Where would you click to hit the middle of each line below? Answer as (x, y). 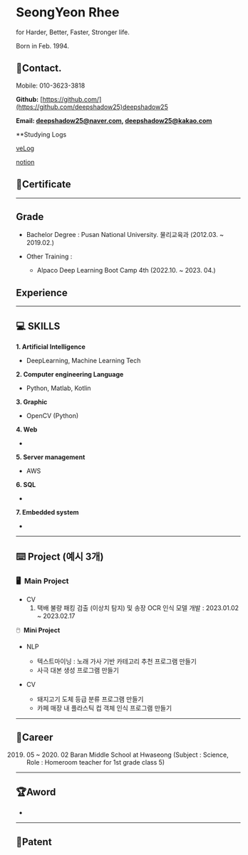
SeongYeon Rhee (68, 12)
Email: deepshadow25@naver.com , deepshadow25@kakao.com (114, 120)
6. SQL (26, 484)
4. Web (27, 429)
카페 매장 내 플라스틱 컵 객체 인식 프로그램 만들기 (104, 708)
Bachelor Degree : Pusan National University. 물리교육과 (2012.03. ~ (125, 235)
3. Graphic (32, 402)
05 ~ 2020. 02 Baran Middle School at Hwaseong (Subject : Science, (127, 755)
